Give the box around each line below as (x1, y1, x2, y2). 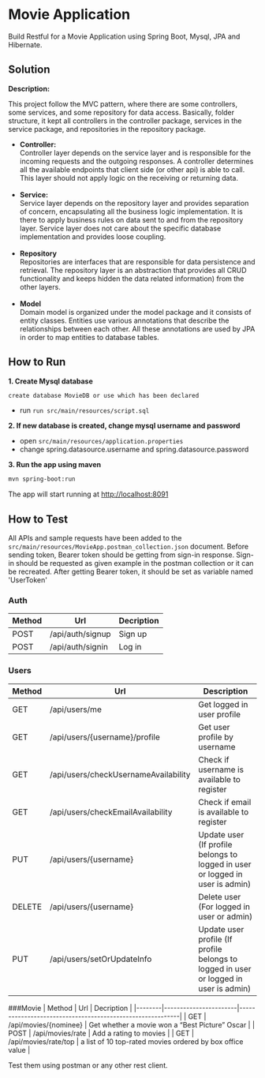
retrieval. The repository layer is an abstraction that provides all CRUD (19, 265, 247, 275)
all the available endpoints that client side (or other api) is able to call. (19, 164, 245, 174)
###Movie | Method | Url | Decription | (8, 1003, 132, 1012)
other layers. (19, 282, 61, 291)
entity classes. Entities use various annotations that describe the (19, 316, 230, 325)
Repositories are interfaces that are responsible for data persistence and (19, 256, 256, 266)
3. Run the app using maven (8, 460, 101, 470)
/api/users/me (50, 704, 103, 715)
